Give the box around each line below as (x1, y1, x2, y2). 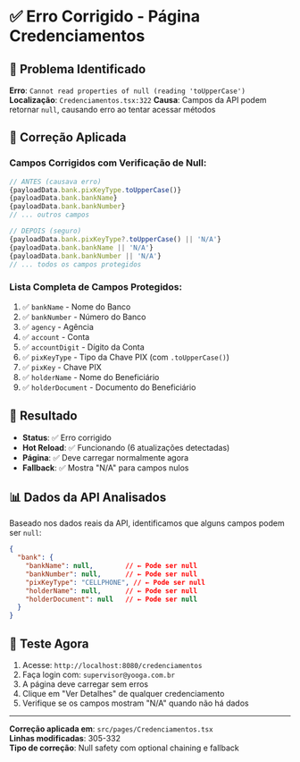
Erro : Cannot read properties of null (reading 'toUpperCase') (9, 85, 246, 96)
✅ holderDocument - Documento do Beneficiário (21, 382, 196, 393)
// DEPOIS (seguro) (9, 226, 82, 236)
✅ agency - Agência (21, 321, 94, 332)
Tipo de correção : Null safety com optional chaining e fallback (9, 742, 239, 753)
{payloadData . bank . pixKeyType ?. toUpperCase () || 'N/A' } (9, 234, 221, 243)
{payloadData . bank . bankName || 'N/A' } (9, 243, 154, 252)
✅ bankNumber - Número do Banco (21, 311, 146, 322)
